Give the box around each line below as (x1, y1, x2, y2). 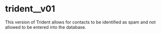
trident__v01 (5, 3, 55, 14)
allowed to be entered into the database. (5, 24, 86, 30)
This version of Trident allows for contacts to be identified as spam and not (5, 19, 156, 25)
